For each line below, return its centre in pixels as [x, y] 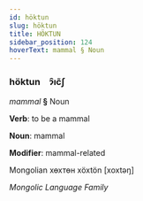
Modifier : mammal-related [57, 153]
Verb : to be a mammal [49, 119]
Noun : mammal [37, 136]
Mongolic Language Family [59, 188]
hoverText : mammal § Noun [56, 50]
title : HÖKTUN [35, 34]
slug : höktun [33, 26]
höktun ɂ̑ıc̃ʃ [37, 82]
